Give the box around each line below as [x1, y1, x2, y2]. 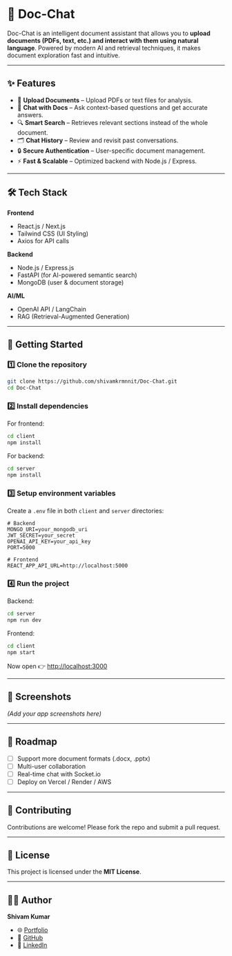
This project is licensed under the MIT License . [7, 868, 142, 876]
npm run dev [7, 617, 41, 624]
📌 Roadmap [7, 736, 57, 748]
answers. [17, 111, 43, 119]
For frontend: [7, 419, 45, 428]
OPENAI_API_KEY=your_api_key [7, 538, 91, 545]
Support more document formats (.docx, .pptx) [17, 754, 151, 763]
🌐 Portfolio [17, 926, 48, 935]
